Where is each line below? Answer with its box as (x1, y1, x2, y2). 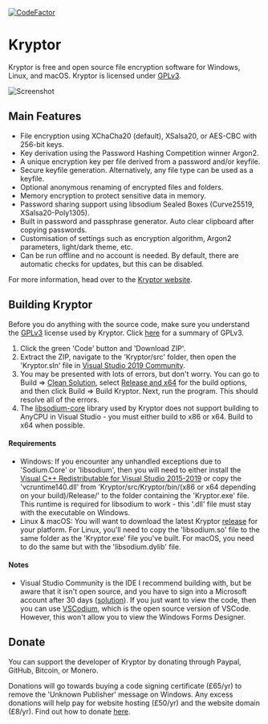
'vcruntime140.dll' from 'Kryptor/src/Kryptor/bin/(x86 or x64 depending (19, 482, 257, 492)
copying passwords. (19, 225, 87, 235)
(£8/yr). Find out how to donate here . (8, 706, 131, 716)
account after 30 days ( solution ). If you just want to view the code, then (19, 595, 257, 604)
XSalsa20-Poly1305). (19, 207, 90, 217)
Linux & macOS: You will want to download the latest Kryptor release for (19, 516, 258, 526)
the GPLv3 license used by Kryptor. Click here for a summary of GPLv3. (8, 328, 245, 337)
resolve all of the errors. (19, 395, 99, 404)
